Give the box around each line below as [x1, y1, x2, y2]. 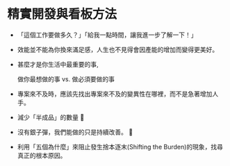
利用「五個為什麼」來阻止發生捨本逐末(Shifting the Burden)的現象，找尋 [17, 142, 224, 151]
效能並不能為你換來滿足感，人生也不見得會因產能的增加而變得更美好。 [17, 45, 219, 53]
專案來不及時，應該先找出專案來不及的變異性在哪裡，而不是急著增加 [17, 90, 213, 98]
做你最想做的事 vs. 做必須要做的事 [17, 74, 115, 83]
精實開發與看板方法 [7, 6, 117, 22]
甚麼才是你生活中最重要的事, [17, 60, 99, 68]
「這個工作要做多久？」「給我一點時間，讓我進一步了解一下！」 [17, 31, 197, 39]
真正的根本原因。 [17, 151, 67, 160]
